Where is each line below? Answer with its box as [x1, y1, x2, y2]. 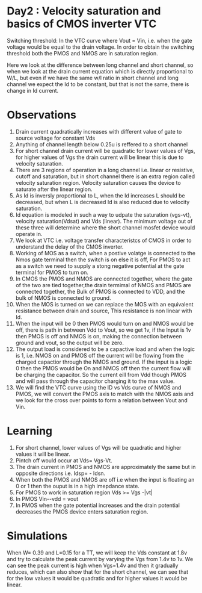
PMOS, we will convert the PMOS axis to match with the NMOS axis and [15, 390, 194, 397]
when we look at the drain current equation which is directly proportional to [7, 67, 194, 75]
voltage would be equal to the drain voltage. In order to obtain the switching [7, 43, 195, 51]
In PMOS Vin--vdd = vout [15, 495, 79, 502]
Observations [7, 108, 77, 122]
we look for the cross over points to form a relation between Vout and [15, 396, 188, 404]
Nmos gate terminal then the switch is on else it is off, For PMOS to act [15, 256, 191, 263]
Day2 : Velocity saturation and [7, 4, 161, 18]
